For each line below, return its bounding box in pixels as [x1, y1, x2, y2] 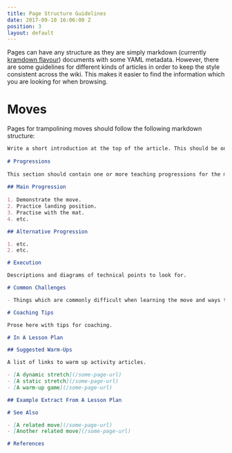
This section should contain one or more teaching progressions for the [7, 170, 221, 178]
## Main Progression [7, 183, 67, 190]
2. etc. [7, 247, 30, 254]
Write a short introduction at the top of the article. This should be [7, 145, 217, 152]
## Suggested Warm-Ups [7, 346, 72, 354]
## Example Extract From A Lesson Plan [7, 396, 122, 403]
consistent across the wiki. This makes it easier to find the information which [7, 70, 225, 79]
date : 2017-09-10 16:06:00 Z [7, 17, 91, 23]
